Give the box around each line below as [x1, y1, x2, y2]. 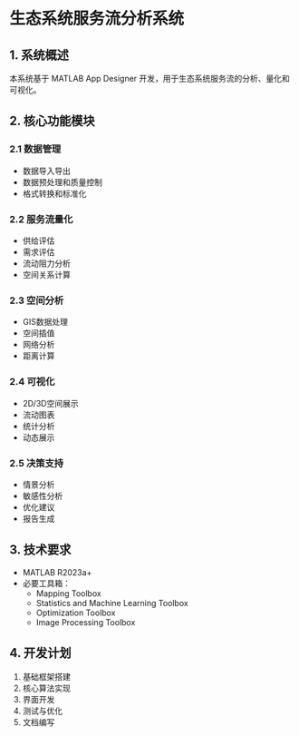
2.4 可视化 [9, 376, 55, 388]
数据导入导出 [22, 165, 71, 176]
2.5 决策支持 [9, 456, 64, 469]
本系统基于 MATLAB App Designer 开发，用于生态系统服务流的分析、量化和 [9, 74, 290, 83]
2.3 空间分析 [9, 294, 64, 307]
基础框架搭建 [22, 671, 71, 682]
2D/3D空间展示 [22, 397, 79, 408]
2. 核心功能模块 [9, 113, 95, 129]
